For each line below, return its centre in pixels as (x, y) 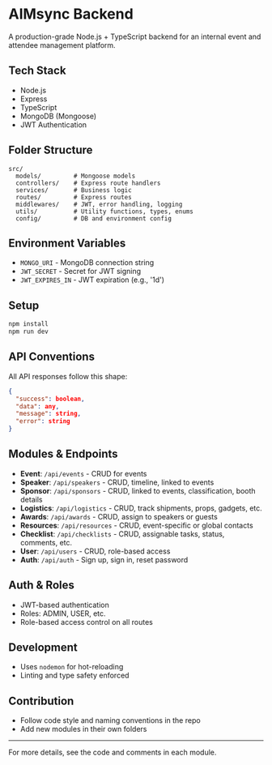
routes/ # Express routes (74, 197)
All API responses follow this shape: (68, 376)
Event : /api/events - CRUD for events (83, 473)
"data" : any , (38, 406)
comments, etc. (46, 542)
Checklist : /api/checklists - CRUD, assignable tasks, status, (122, 534)
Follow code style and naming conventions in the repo (110, 720)
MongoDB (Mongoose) (58, 116)
